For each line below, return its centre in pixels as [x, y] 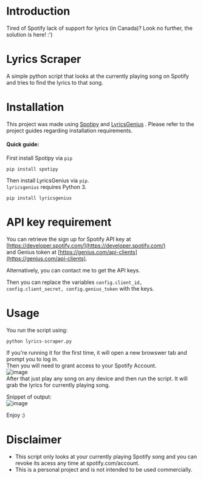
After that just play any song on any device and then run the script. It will [97, 378]
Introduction [38, 11]
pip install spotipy [33, 169]
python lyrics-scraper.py [39, 341]
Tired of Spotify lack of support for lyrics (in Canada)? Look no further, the [99, 28]
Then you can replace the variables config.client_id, [74, 282]
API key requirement [59, 222]
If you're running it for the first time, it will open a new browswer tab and [97, 352]
